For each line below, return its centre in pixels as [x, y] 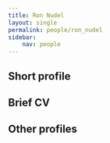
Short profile [39, 76]
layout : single [33, 23]
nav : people [41, 45]
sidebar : [22, 37]
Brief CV [29, 102]
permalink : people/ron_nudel [55, 30]
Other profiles [43, 129]
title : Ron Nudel [36, 15]
